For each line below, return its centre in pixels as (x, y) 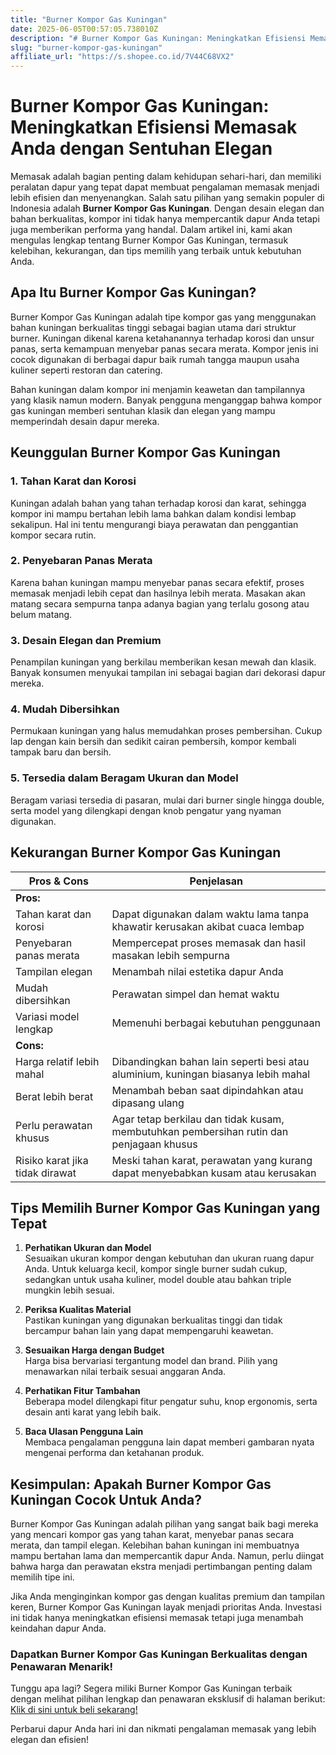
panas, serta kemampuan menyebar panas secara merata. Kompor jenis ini (164, 348)
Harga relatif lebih (57, 1061)
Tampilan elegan (54, 971)
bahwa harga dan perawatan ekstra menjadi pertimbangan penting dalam (161, 1567)
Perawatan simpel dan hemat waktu (195, 994)
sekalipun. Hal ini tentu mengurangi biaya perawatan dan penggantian (154, 524)
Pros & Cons (58, 881)
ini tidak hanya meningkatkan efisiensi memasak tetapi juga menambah (157, 1618)
